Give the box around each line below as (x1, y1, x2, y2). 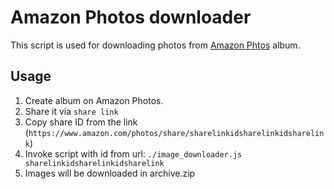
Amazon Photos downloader (10, 6, 252, 29)
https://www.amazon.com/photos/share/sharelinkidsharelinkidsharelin (28, 128, 325, 138)
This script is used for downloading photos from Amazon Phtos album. (10, 39, 301, 51)
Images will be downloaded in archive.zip (24, 167, 196, 179)
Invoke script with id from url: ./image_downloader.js (24, 147, 243, 160)
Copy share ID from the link (24, 116, 138, 128)
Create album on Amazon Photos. (24, 94, 164, 106)
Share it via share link (24, 105, 119, 117)
